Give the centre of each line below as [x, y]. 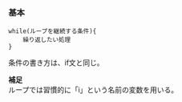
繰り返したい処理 [47, 40]
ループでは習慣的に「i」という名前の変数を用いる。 [93, 90]
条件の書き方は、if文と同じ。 [56, 63]
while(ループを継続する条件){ [53, 31]
